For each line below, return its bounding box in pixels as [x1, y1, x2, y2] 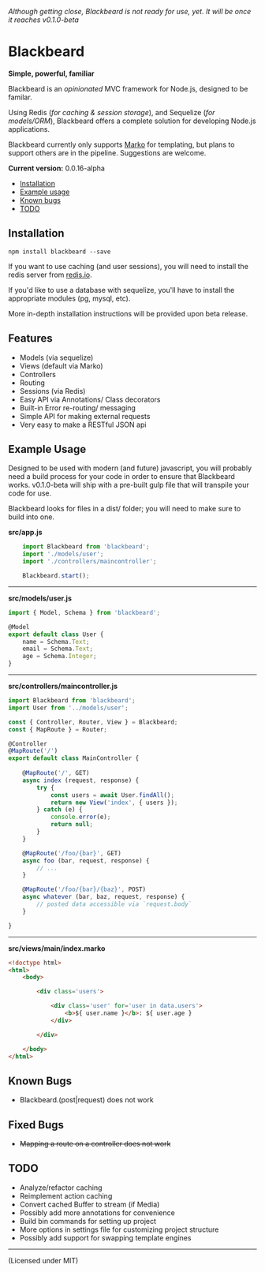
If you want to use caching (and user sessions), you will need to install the [8, 261, 248, 271]
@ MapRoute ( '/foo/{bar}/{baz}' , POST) [22, 885, 147, 894]
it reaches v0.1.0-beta [8, 15, 79, 24]
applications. [8, 124, 50, 133]
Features [8, 331, 53, 346]
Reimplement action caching [19, 1191, 113, 1200]
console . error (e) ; [50, 813, 111, 821]
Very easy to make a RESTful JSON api [19, 420, 147, 429]
